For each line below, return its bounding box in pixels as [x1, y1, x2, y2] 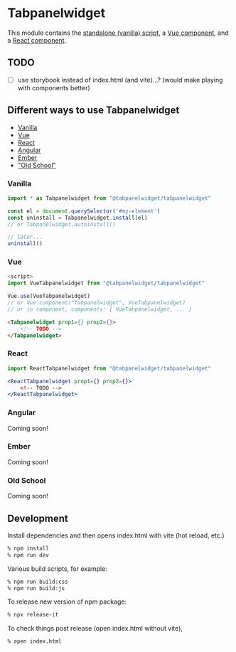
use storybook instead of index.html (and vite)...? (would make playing [17, 75, 223, 84]
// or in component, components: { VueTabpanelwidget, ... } [7, 306, 193, 313]
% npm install [7, 545, 50, 552]
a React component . [7, 36, 67, 44]
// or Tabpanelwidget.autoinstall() [7, 220, 116, 228]
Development [7, 512, 69, 524]
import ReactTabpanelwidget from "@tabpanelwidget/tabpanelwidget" [7, 365, 212, 372]
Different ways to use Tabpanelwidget [7, 105, 180, 117]
